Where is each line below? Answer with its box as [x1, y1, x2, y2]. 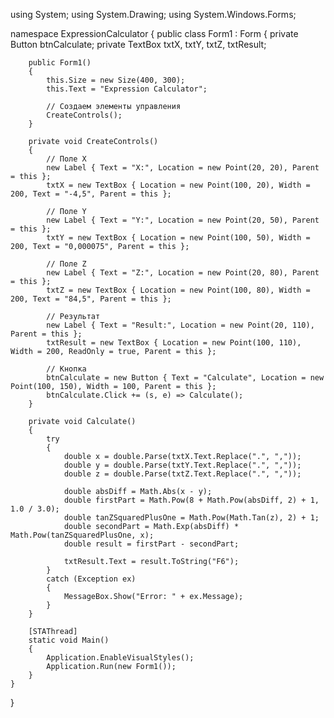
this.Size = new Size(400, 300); [46, 75, 186, 85]
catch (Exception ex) [46, 574, 137, 584]
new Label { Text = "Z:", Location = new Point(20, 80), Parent [46, 268, 320, 278]
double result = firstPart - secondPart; [63, 539, 240, 549]
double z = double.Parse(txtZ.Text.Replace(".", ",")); [63, 469, 302, 479]
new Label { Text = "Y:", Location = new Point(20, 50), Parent [46, 215, 320, 225]
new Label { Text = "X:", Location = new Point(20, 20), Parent [46, 163, 320, 173]
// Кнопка [46, 364, 87, 374]
